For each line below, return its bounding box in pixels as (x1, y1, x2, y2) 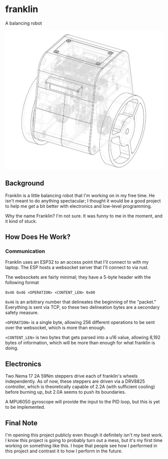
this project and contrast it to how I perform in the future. (5, 448, 123, 454)
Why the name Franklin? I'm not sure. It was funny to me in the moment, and (5, 212, 163, 219)
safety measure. (5, 310, 39, 316)
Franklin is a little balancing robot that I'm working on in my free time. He (5, 192, 155, 198)
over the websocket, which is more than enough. (5, 325, 106, 331)
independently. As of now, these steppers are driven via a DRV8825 (5, 378, 145, 385)
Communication (5, 248, 45, 255)
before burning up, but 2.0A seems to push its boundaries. (5, 389, 126, 395)
